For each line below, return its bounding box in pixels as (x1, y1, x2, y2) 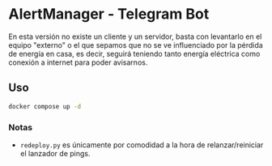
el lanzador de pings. (19, 148, 91, 158)
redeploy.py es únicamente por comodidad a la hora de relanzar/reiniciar (19, 139, 264, 150)
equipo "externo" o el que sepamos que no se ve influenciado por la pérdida (8, 40, 263, 49)
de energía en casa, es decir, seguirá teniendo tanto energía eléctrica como (8, 49, 261, 58)
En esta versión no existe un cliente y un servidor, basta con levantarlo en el (8, 32, 262, 41)
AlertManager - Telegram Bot (8, 5, 210, 23)
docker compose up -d (8, 102, 82, 110)
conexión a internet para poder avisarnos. (8, 57, 148, 67)
